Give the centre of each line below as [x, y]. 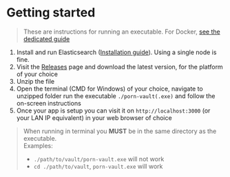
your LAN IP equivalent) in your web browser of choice [94, 117]
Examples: [38, 145]
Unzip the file [35, 81]
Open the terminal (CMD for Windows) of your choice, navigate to [110, 88]
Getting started [51, 13]
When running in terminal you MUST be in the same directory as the [120, 131]
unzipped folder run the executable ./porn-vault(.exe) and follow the [116, 96]
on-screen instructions [49, 103]
